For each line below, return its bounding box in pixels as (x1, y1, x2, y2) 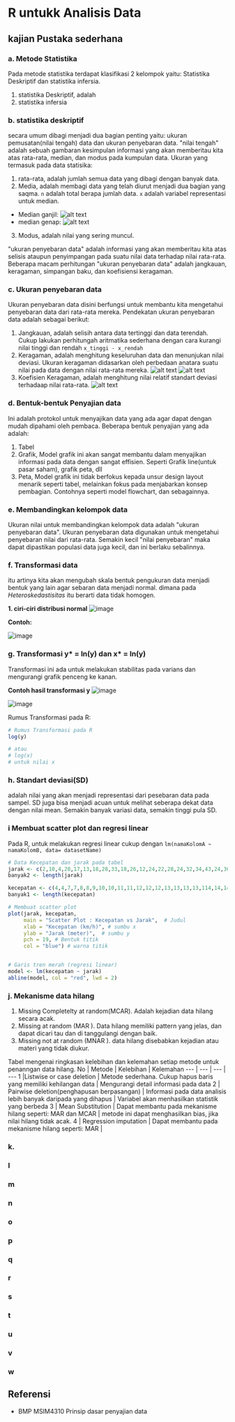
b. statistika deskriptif (8, 115, 84, 125)
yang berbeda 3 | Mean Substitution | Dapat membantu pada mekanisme (8, 1103, 217, 1111)
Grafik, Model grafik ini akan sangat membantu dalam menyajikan (17, 450, 206, 459)
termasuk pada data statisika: (8, 161, 93, 169)
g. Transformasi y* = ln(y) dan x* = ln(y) (8, 649, 146, 659)
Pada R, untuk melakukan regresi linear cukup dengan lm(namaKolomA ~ (8, 839, 212, 847)
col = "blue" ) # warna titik (23, 942, 109, 950)
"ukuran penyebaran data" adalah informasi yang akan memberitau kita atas (8, 245, 227, 253)
